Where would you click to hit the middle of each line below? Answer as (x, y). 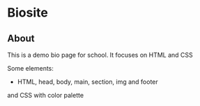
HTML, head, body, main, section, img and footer (87, 82)
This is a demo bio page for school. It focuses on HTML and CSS (100, 55)
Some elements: (31, 68)
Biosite (28, 13)
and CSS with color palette (46, 95)
